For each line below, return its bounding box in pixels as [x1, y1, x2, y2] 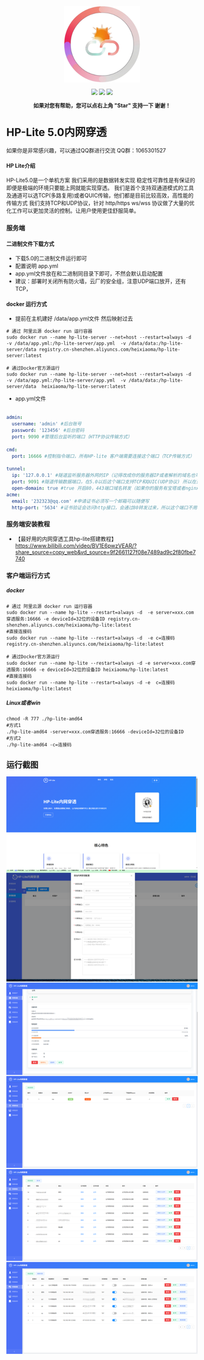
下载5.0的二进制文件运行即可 [15, 255, 87, 262]
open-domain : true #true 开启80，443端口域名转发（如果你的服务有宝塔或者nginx [12, 485, 199, 491]
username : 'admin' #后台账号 [12, 421, 82, 427]
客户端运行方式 [6, 571, 50, 579]
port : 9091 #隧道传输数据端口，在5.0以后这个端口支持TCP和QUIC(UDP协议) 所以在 [12, 479, 197, 485]
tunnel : [6, 466, 26, 472]
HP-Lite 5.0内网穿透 [6, 126, 107, 140]
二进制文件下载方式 [6, 240, 55, 247]
